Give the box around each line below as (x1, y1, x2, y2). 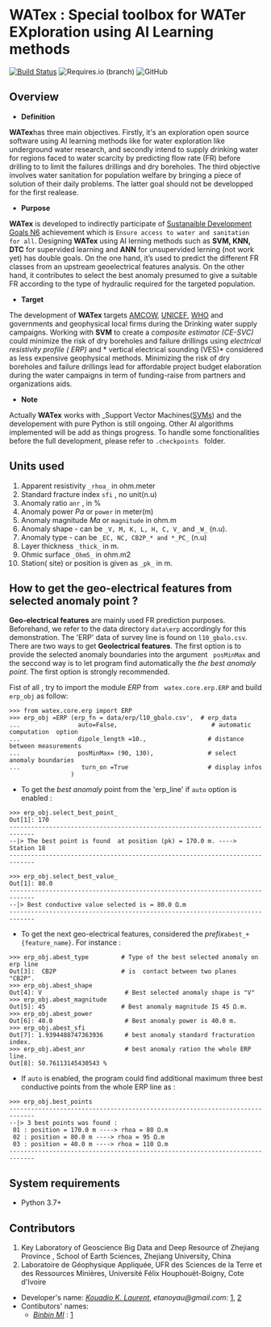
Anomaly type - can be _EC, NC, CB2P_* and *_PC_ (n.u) (20, 532, 207, 542)
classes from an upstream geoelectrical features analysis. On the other (9, 261, 245, 272)
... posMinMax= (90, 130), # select (9, 749, 237, 757)
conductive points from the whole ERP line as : (20, 1082, 176, 1092)
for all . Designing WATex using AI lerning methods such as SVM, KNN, (9, 236, 251, 246)
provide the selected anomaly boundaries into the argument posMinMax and (9, 650, 261, 659)
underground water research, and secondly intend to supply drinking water (9, 144, 259, 154)
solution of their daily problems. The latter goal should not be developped (9, 179, 253, 188)
